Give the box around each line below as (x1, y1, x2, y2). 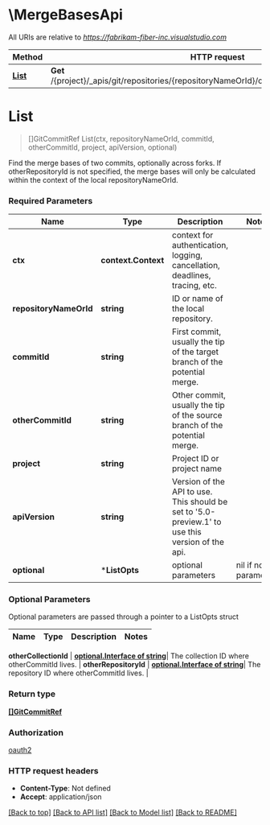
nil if (235, 559, 252, 571)
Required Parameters (8, 195, 93, 206)
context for (171, 229, 214, 241)
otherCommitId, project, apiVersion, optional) (27, 142, 178, 152)
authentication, (171, 240, 229, 251)
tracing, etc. (171, 280, 217, 291)
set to (171, 506, 194, 518)
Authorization (8, 727, 64, 738)
